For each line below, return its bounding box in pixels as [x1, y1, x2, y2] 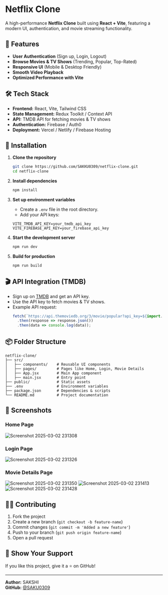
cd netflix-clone [12, 169, 49, 174]
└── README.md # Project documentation [5, 393, 108, 398]
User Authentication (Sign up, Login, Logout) [12, 53, 106, 59]
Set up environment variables [12, 197, 75, 202]
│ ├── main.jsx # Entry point [5, 375, 86, 380]
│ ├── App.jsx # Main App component [5, 371, 101, 376]
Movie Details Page [5, 469, 53, 476]
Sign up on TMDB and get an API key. [12, 293, 90, 299]
